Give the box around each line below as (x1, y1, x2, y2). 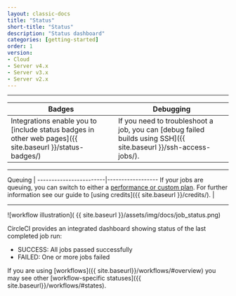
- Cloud (7, 56, 30, 63)
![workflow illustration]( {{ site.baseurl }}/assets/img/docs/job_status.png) (7, 211, 221, 220)
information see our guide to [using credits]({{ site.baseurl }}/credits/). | (7, 191, 215, 199)
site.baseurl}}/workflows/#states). (7, 281, 107, 290)
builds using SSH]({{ (118, 134, 185, 144)
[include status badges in (11, 125, 95, 135)
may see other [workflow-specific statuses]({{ (7, 274, 142, 283)
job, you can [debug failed (118, 125, 205, 135)
